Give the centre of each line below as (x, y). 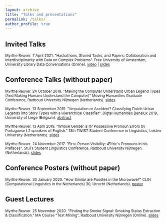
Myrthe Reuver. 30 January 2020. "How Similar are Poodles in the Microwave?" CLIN (78, 179)
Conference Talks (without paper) (59, 80)
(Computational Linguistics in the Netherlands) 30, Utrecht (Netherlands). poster (74, 184)
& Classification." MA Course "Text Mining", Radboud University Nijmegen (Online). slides (82, 215)
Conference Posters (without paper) (63, 168)
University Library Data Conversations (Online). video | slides (57, 65)
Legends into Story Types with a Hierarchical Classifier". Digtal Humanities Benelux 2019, (82, 113)
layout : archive (22, 10)
